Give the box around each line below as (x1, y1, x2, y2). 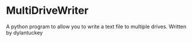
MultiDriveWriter (6, 4, 89, 17)
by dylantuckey (6, 29, 43, 36)
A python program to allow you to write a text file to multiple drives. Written (6, 23, 187, 30)
